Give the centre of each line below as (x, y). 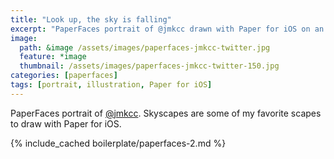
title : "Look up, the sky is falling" (91, 19)
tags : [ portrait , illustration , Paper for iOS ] (111, 85)
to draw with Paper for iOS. (66, 123)
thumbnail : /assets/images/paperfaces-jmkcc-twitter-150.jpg (149, 66)
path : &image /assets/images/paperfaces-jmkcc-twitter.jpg (145, 47)
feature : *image (53, 57)
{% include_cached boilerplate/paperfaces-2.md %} (118, 143)
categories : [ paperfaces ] (64, 76)
